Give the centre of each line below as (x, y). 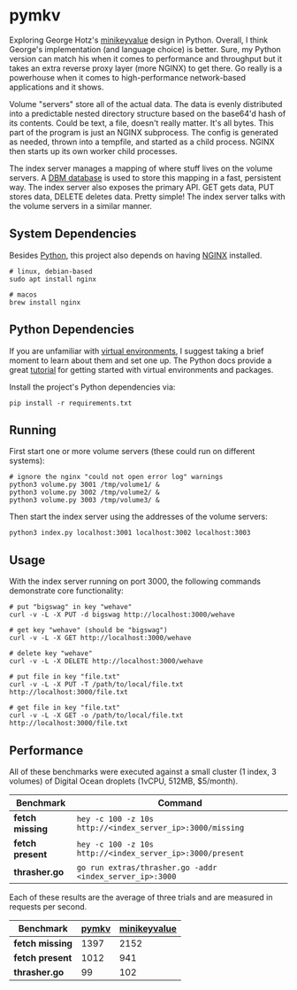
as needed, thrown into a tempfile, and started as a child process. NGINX (142, 142)
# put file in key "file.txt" (65, 677)
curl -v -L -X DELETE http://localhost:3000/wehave (106, 661)
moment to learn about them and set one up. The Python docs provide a (141, 360)
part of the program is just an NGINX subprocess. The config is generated (144, 132)
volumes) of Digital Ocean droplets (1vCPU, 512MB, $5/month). (124, 781)
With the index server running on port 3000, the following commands (135, 582)
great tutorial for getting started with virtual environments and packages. (141, 369)
